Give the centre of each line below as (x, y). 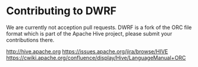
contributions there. (30, 40)
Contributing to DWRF (62, 11)
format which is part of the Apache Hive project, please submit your (89, 33)
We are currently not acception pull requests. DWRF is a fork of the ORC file (99, 27)
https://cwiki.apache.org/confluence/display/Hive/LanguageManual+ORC (96, 58)
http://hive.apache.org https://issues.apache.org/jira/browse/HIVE (87, 51)
